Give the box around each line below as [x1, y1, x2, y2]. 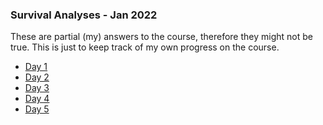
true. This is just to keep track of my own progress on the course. [10, 41, 280, 53]
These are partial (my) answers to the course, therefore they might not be [10, 31, 313, 43]
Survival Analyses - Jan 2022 [10, 8, 158, 22]
